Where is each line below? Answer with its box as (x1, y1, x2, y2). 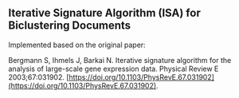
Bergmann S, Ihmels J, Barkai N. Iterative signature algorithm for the (8, 55, 232, 65)
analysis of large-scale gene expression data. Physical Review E (8, 64, 219, 73)
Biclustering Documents (8, 19, 131, 33)
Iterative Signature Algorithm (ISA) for (8, 6, 201, 20)
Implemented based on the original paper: (8, 40, 146, 49)
